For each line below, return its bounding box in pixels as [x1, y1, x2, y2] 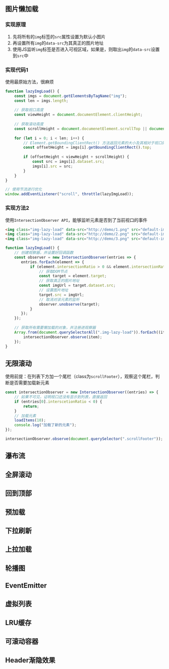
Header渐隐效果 [5, 656, 55, 664]
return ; [23, 404, 39, 409]
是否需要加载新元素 [9, 380, 49, 386]
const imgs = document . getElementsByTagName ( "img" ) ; [14, 93, 127, 98]
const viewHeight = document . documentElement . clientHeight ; [14, 112, 143, 117]
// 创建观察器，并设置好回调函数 [14, 250, 74, 256]
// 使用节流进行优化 [5, 187, 42, 192]
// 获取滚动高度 [14, 121, 44, 127]
